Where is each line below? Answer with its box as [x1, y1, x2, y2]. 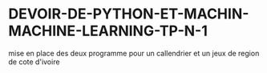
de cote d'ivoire [8, 57, 60, 67]
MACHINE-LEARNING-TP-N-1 [8, 22, 208, 40]
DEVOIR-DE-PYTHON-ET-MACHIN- [8, 5, 249, 23]
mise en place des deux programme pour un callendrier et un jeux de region [8, 48, 260, 58]
